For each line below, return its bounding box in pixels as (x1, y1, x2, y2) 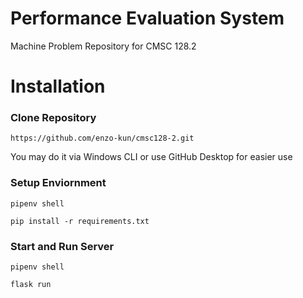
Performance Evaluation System (10, 7, 285, 30)
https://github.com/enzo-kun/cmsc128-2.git (10, 133, 195, 144)
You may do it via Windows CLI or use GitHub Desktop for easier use (10, 151, 293, 163)
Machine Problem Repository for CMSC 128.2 (10, 40, 197, 52)
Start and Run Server (10, 239, 115, 253)
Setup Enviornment (10, 176, 107, 190)
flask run (10, 280, 52, 290)
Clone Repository (10, 111, 97, 125)
